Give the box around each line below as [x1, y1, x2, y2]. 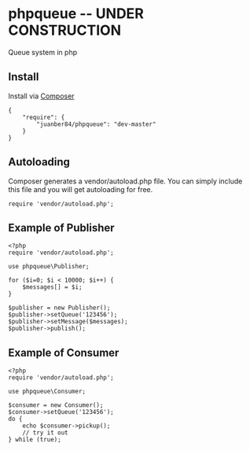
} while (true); [8, 436, 61, 444]
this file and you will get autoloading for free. [8, 184, 153, 194]
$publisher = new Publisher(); [8, 304, 111, 312]
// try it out [22, 429, 68, 437]
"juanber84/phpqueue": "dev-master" [36, 120, 156, 128]
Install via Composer [8, 91, 75, 101]
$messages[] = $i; [22, 283, 83, 291]
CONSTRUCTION [8, 21, 122, 39]
